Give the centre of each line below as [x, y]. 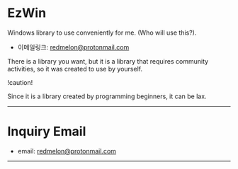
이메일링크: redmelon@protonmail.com [73, 47]
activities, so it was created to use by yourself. [75, 69]
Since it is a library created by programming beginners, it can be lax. [107, 96]
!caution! [20, 82]
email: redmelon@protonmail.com [67, 151]
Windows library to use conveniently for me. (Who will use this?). [102, 33]
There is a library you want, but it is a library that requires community [108, 61]
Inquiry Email [47, 132]
